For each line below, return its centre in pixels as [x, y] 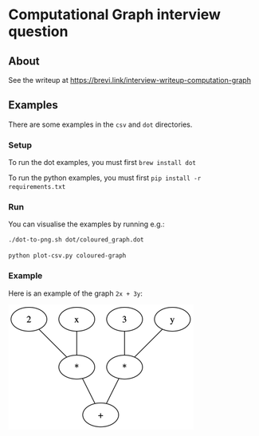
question [38, 31]
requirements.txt [37, 187]
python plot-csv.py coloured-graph [67, 256]
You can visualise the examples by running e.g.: [86, 224]
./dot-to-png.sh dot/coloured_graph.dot [77, 240]
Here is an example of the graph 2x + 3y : [76, 293]
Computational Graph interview [115, 15]
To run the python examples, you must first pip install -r [105, 178]
